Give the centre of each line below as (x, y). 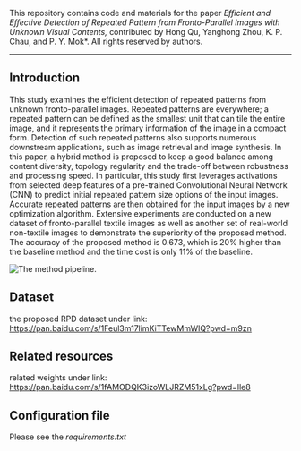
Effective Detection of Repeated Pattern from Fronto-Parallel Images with (145, 22)
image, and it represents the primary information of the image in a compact (148, 128)
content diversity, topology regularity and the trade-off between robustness (149, 166)
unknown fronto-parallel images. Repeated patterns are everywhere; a (139, 109)
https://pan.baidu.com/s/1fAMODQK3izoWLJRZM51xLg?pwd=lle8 (130, 387)
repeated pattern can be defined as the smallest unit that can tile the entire (147, 118)
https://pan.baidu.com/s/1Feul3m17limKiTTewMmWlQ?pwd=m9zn (131, 328)
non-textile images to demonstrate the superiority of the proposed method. (148, 233)
